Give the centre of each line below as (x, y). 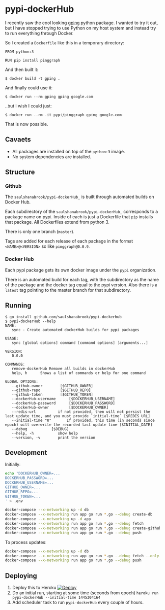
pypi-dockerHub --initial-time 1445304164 (56, 598)
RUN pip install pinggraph (33, 60)
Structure (20, 172)
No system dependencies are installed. (52, 157)
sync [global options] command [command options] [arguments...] (80, 343)
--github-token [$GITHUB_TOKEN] (52, 394)
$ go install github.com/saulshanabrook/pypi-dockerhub (63, 317)
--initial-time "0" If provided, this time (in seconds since (83, 420)
